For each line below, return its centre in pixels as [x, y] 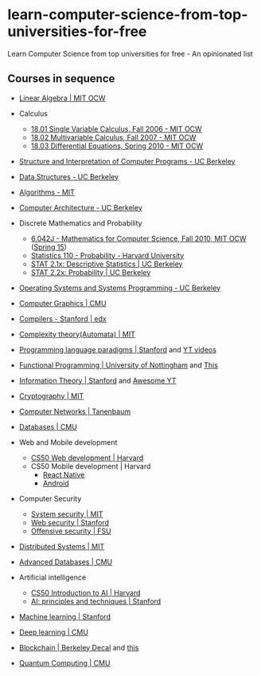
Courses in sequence [61, 79]
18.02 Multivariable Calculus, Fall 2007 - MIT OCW [113, 137]
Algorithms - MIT [47, 192]
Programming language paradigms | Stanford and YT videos [117, 349]
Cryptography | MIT [51, 395]
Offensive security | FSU [71, 531]
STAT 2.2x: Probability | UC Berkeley [91, 272]
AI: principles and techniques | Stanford [96, 601]
